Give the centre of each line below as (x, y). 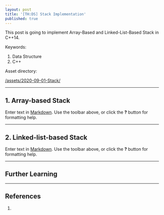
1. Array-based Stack (38, 100)
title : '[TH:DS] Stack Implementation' (46, 14)
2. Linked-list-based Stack (46, 137)
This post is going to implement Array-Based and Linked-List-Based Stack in (82, 33)
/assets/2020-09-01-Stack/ (33, 80)
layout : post (18, 10)
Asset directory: (21, 71)
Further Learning (31, 174)
